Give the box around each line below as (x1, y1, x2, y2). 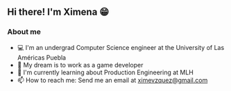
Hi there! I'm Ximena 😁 (7, 6, 110, 18)
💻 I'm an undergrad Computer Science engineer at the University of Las (17, 43, 225, 51)
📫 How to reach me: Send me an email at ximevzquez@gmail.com (17, 76, 208, 84)
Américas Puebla (17, 53, 67, 62)
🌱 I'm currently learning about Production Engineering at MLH (17, 68, 194, 76)
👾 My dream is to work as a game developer (17, 60, 144, 69)
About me (7, 27, 42, 37)
